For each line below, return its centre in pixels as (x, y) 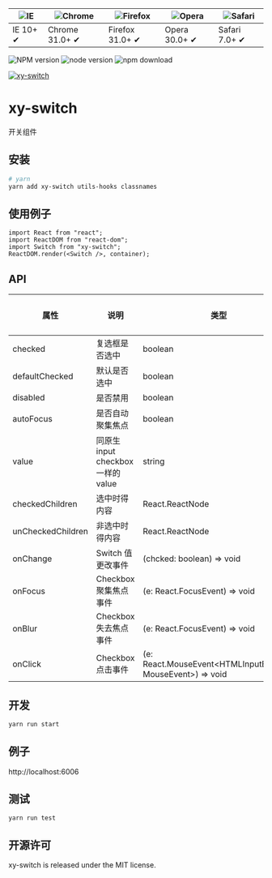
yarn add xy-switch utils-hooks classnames (83, 186)
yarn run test (32, 818)
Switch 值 (114, 553)
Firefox (121, 30)
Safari (229, 30)
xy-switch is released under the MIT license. (82, 865)
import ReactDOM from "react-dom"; (68, 240)
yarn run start (34, 724)
